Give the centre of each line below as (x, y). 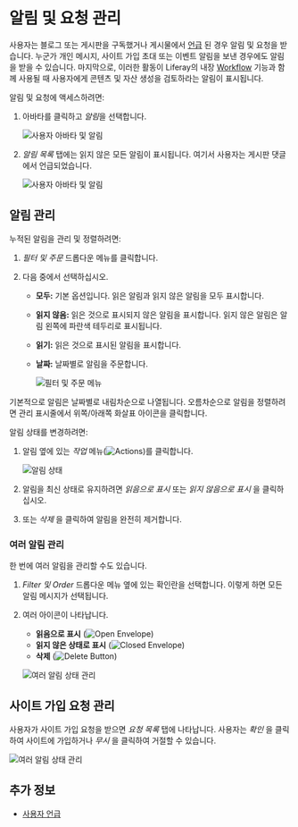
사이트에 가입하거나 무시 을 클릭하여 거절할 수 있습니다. (121, 740)
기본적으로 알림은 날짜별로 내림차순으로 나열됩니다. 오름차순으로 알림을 (132, 401)
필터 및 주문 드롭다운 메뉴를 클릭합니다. (90, 257)
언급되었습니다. (65, 165)
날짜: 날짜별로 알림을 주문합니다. (92, 364)
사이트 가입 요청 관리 (62, 706)
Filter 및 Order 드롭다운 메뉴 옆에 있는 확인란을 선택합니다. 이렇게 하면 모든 (152, 585)
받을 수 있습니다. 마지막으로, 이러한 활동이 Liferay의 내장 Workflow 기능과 (147, 67)
